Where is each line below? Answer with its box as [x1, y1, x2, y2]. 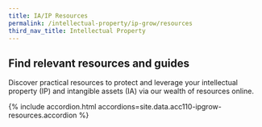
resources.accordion [8, 110, 77, 121]
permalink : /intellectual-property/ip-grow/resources [8, 19, 193, 27]
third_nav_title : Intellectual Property [8, 27, 147, 35]
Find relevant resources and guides [8, 56, 189, 70]
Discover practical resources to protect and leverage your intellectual [8, 78, 238, 88]
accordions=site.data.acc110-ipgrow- [98, 102, 222, 112]
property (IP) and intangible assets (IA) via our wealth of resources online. [8, 86, 254, 96]
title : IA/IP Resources [8, 11, 89, 20]
